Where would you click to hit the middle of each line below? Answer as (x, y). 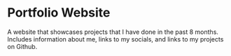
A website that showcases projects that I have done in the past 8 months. (113, 32)
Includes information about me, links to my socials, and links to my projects (115, 39)
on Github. (22, 46)
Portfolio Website (59, 13)
